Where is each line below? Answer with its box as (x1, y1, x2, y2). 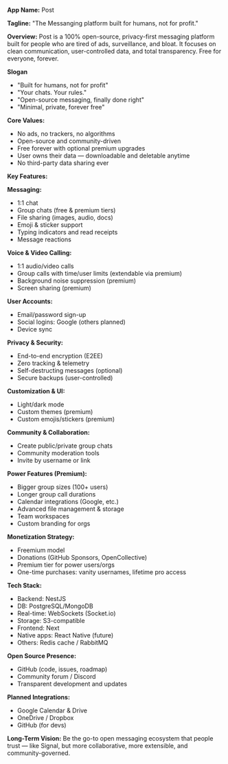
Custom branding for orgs (16, 519, 91, 527)
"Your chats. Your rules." (16, 89, 87, 96)
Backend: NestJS (16, 595, 67, 602)
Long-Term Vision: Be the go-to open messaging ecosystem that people (7, 734, 214, 742)
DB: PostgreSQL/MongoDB (16, 602, 94, 610)
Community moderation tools (16, 449, 100, 457)
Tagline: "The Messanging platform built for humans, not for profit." (7, 19, 199, 27)
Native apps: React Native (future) (16, 631, 114, 639)
